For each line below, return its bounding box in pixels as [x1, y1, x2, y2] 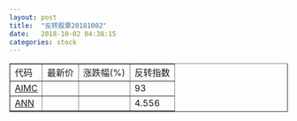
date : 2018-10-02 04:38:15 [9, 29, 117, 38]
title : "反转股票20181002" [9, 21, 108, 30]
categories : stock [9, 37, 77, 47]
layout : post [9, 12, 57, 22]
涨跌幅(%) [82, 67, 126, 79]
